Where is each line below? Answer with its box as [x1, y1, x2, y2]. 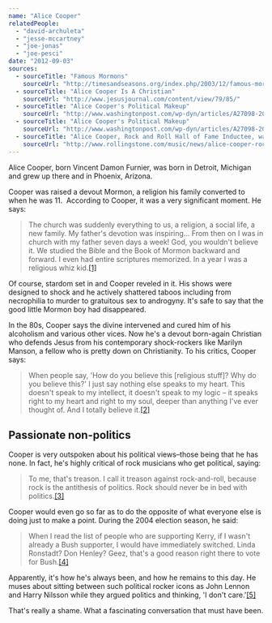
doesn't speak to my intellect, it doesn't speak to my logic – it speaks [28, 387, 258, 397]
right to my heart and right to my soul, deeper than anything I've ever [28, 396, 259, 406]
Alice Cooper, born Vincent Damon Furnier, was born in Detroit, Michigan [8, 162, 252, 172]
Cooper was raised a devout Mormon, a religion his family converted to [8, 187, 245, 196]
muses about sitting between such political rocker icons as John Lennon [8, 582, 250, 591]
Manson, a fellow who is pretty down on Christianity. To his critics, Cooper [8, 346, 257, 355]
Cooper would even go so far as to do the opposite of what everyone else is [8, 507, 261, 517]
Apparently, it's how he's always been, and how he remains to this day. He [8, 573, 257, 582]
